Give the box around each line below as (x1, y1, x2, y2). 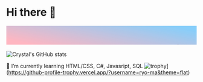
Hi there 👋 (6, 5, 56, 19)
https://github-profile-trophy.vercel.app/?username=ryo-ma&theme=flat (8, 69, 188, 76)
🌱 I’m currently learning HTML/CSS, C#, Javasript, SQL (6, 62, 143, 69)
